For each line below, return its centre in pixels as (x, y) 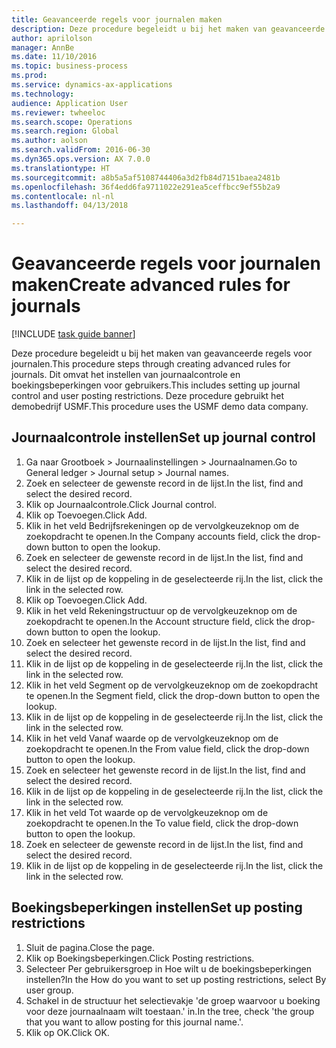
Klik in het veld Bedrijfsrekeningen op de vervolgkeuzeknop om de (162, 525)
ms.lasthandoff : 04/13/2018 (70, 206)
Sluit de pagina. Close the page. (90, 947)
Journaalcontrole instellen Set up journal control (163, 437)
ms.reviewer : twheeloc (58, 112)
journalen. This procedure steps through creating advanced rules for (151, 364)
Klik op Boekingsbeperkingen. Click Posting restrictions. (140, 958)
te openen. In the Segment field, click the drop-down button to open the (173, 695)
